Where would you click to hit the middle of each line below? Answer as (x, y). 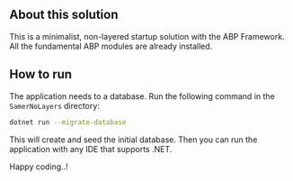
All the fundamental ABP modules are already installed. (111, 46)
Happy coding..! (39, 167)
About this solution (64, 15)
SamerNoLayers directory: (55, 105)
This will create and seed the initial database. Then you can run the (133, 140)
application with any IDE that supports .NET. (91, 149)
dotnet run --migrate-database (68, 122)
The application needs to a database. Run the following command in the (142, 96)
